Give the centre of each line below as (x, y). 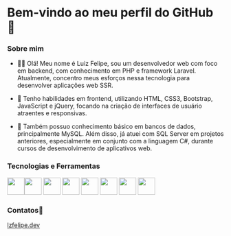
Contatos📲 (25, 210)
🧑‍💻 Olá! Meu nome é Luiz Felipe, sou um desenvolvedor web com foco (117, 64)
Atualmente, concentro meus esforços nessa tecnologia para (103, 78)
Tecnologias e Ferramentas (54, 166)
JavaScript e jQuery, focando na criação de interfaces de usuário (110, 106)
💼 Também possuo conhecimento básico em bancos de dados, (106, 127)
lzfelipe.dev (23, 225)
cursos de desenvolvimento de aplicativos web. (85, 148)
